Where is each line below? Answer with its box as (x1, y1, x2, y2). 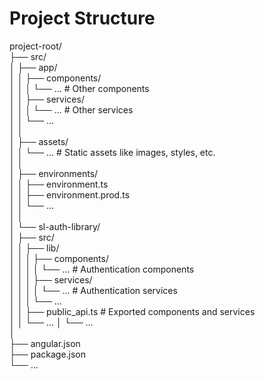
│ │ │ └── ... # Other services (9, 103, 134, 116)
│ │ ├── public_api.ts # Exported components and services (9, 305, 256, 317)
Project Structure (9, 7, 156, 30)
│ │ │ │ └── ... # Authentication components (9, 263, 195, 275)
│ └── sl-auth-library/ (9, 220, 101, 232)
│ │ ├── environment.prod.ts (9, 188, 131, 201)
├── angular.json (9, 337, 81, 349)
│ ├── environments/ (9, 167, 99, 179)
